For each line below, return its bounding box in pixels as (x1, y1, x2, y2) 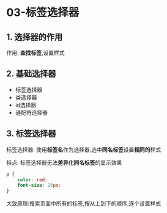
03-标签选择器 (6, 5, 80, 20)
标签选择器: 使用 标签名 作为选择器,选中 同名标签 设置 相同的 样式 (6, 146, 161, 153)
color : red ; (17, 176, 48, 183)
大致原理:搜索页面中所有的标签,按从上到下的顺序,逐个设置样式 (6, 200, 161, 208)
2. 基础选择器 (6, 68, 56, 79)
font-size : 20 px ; (17, 182, 62, 189)
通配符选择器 (15, 109, 48, 116)
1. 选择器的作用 (6, 32, 63, 42)
